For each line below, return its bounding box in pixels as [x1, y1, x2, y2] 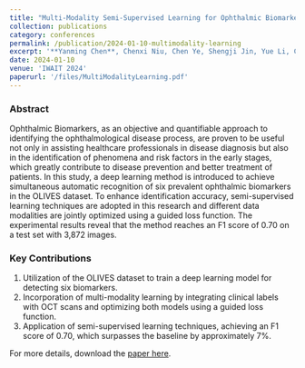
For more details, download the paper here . [9, 348, 172, 359]
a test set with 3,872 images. [9, 229, 117, 241]
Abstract [9, 102, 50, 114]
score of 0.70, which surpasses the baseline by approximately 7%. [22, 331, 272, 342]
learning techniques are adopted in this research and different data [9, 201, 261, 212]
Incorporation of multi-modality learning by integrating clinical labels [22, 292, 279, 303]
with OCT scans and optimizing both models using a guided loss [22, 302, 264, 313]
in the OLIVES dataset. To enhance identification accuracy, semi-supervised [9, 191, 294, 202]
